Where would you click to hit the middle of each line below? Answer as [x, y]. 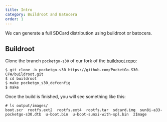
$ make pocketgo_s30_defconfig [38, 83]
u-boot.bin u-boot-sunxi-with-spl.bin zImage [96, 115]
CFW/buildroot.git [24, 74]
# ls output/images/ [27, 106]
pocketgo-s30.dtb [23, 115]
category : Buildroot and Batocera [41, 14]
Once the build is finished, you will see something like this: [66, 97]
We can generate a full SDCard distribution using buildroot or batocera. [78, 33]
